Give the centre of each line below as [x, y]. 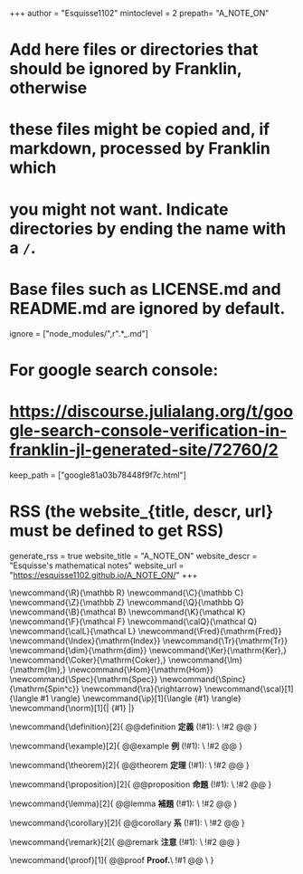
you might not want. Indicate [119, 209]
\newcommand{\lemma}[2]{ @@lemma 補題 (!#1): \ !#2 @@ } [123, 803]
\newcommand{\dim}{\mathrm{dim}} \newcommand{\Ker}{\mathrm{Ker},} [148, 650]
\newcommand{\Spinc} [203, 679]
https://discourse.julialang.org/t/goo [151, 411]
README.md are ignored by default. [147, 308]
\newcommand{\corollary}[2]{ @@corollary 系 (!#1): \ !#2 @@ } [128, 822]
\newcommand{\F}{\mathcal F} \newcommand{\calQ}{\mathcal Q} [133, 621]
